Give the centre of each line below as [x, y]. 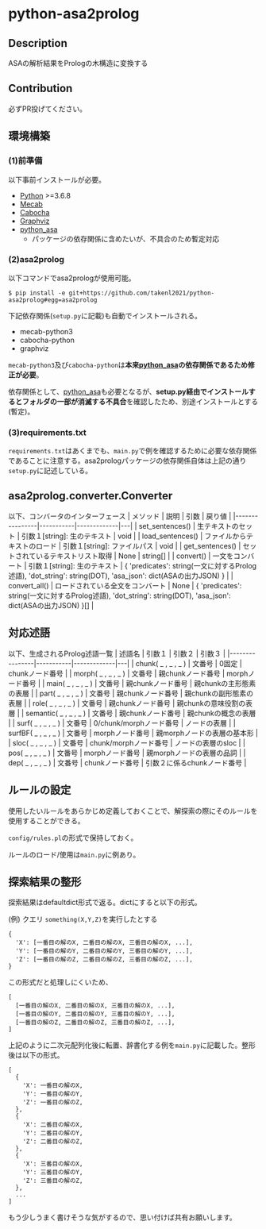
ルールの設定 [40, 790]
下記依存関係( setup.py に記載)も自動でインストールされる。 [105, 315]
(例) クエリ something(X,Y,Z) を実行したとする [83, 919]
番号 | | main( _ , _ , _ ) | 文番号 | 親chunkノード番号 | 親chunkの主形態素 [139, 683]
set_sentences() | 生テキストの [189, 526]
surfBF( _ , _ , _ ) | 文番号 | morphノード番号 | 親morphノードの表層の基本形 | [133, 733]
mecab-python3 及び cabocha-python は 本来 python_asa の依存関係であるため [128, 364]
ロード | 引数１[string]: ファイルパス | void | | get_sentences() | [138, 545]
